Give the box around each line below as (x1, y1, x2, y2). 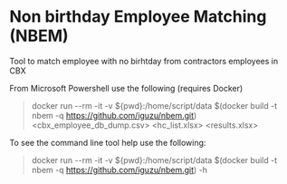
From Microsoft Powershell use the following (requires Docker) (9, 82, 244, 93)
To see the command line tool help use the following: (9, 137, 206, 148)
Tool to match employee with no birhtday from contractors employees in (9, 55, 279, 66)
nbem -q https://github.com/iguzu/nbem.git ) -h (31, 164, 208, 175)
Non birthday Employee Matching (9, 6, 267, 27)
